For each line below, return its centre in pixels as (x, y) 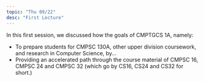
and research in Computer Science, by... (66, 53)
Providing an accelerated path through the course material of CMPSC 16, (107, 60)
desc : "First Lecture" (35, 18)
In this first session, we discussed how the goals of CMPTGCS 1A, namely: (100, 35)
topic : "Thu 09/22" (31, 12)
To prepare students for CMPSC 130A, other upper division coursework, (106, 47)
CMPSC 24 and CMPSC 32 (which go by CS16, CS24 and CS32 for (99, 66)
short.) (24, 72)
